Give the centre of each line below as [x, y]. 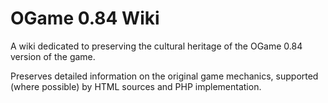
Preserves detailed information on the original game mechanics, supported [164, 76]
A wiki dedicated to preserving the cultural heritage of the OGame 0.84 [156, 46]
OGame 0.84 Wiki [85, 18]
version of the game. [53, 56]
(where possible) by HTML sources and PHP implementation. [136, 86]
